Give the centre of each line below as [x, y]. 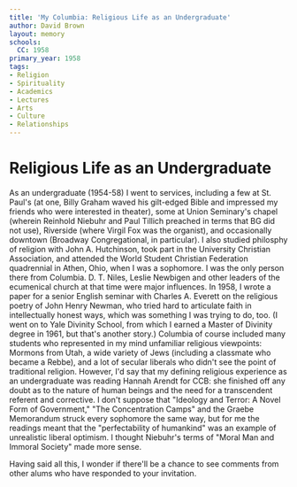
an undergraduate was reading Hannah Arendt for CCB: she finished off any [147, 381]
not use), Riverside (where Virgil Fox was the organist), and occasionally [141, 230]
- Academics [31, 91]
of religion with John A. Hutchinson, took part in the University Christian [140, 249]
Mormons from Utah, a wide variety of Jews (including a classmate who [140, 352]
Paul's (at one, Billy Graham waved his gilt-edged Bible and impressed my [144, 202]
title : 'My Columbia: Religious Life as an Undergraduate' [120, 17]
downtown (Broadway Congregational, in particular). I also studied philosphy [148, 239]
